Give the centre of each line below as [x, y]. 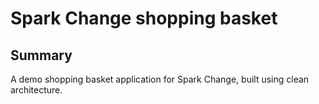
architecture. [36, 90]
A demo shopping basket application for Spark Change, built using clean [160, 79]
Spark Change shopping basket [144, 18]
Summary [41, 55]
